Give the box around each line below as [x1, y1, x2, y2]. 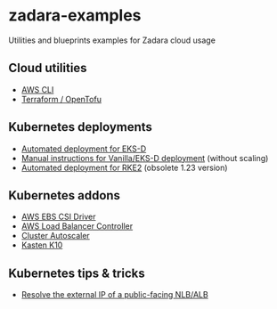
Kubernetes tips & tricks [8, 265, 145, 281]
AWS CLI [20, 84, 54, 94]
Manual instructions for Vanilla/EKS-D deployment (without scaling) [20, 152, 269, 163]
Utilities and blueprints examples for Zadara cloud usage [8, 35, 216, 45]
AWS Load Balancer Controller [20, 221, 134, 232]
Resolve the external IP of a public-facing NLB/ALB [20, 289, 208, 300]
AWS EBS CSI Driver [20, 211, 96, 223]
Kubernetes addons [8, 188, 121, 203]
